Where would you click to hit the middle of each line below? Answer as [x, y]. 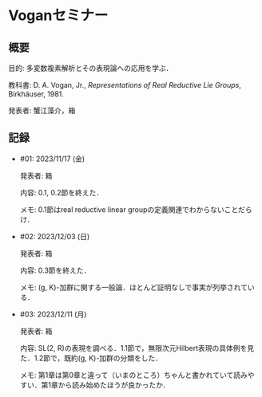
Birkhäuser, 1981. [36, 94]
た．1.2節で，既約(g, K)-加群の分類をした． [91, 358]
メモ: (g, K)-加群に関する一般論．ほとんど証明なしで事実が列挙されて [134, 287]
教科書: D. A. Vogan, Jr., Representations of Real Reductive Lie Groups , [125, 85]
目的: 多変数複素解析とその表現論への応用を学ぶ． [91, 68]
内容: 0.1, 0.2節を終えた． [62, 192]
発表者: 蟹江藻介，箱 [42, 110]
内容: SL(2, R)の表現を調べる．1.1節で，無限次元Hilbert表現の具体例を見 [137, 348]
